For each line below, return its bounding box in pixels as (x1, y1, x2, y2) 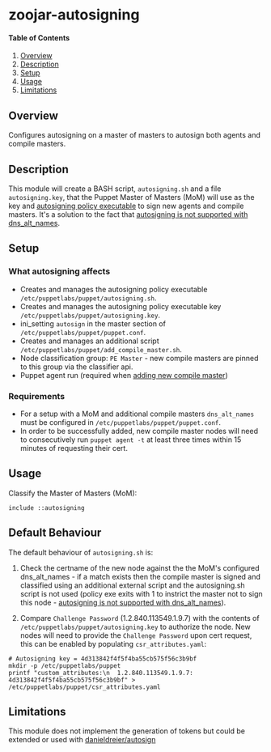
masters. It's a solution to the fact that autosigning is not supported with (8, 210, 248, 219)
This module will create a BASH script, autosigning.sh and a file (8, 184, 222, 193)
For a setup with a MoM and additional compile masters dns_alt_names (19, 409, 255, 418)
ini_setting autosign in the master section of (19, 318, 166, 329)
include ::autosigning (8, 503, 85, 512)
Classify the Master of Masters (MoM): (8, 488, 138, 498)
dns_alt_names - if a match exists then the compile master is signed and (19, 571, 261, 581)
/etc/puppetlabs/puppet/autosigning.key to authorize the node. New (19, 622, 251, 631)
